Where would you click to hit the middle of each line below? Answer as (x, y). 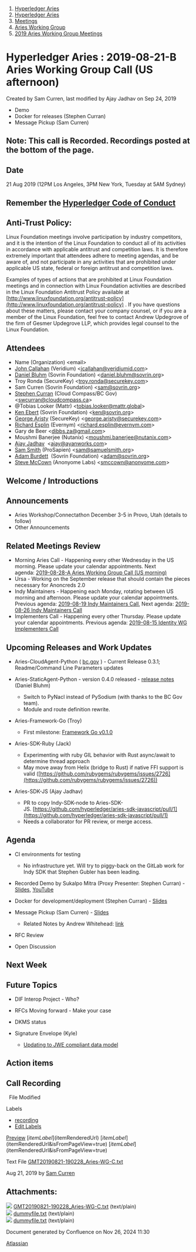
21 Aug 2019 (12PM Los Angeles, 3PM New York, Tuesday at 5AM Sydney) (96, 184)
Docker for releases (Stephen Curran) (60, 116)
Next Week (27, 965)
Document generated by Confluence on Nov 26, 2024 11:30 (78, 1232)
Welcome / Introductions (52, 481)
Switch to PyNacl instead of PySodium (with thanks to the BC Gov (103, 697)
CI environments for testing (48, 854)
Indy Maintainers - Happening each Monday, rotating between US (94, 591)
